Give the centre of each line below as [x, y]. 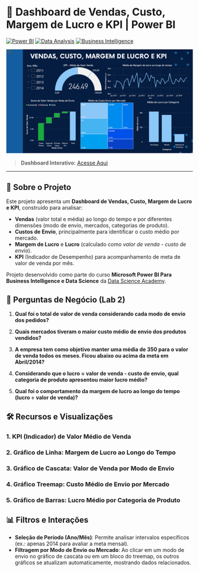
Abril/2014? [30, 362]
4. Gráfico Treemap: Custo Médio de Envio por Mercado [88, 484]
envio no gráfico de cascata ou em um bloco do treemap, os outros [97, 556]
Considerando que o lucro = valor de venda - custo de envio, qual [97, 374]
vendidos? [28, 338]
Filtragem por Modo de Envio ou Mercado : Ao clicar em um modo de [99, 549]
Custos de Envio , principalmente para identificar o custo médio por [97, 232]
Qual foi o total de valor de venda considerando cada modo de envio [100, 314]
